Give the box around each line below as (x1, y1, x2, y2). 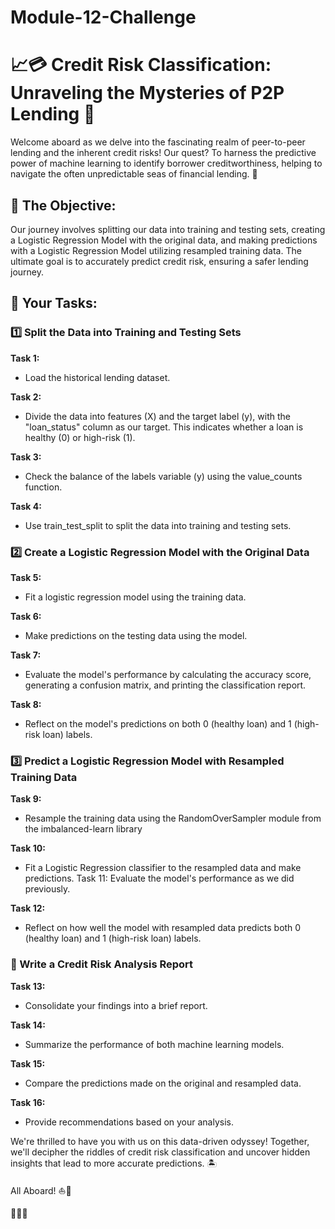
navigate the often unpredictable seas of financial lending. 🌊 (10, 168, 258, 180)
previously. (24, 883, 71, 895)
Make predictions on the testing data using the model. (24, 629, 248, 641)
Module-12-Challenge (10, 6, 197, 29)
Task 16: (10, 1096, 46, 1108)
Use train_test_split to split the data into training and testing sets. (24, 519, 292, 531)
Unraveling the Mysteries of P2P (10, 82, 285, 105)
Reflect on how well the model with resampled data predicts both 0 (24, 922, 302, 934)
